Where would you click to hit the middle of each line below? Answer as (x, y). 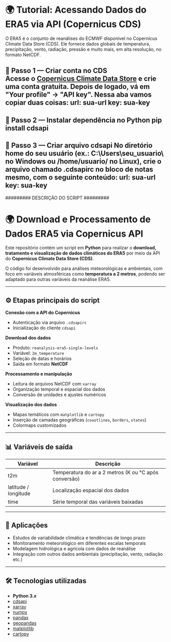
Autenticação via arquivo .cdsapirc (50, 323)
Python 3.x (24, 595)
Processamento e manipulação (39, 374)
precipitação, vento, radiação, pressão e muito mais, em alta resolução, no (83, 49)
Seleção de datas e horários (42, 359)
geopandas (24, 623)
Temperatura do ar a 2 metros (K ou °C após (106, 472)
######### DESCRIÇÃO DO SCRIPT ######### (57, 198)
